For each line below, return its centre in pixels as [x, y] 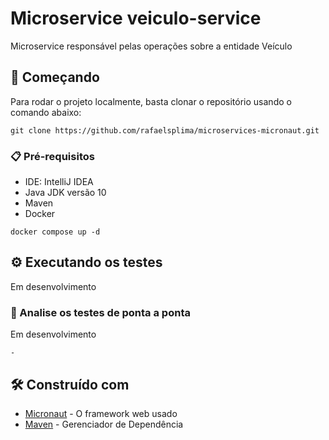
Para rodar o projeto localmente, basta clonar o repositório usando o [151, 101]
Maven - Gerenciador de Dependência [104, 424]
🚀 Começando [55, 77]
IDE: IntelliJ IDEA [59, 182]
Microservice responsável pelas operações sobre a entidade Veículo [151, 46]
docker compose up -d [55, 232]
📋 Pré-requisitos [52, 156]
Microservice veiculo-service [136, 18]
